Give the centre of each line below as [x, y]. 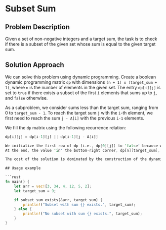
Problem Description [38, 27]
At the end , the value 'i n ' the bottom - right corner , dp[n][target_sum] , [83, 150]
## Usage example [23, 168]
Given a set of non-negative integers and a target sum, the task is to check [81, 39]
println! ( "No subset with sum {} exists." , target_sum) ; [83, 214]
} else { [23, 209]
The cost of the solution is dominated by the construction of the [76, 159]
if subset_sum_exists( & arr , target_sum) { [58, 200]
